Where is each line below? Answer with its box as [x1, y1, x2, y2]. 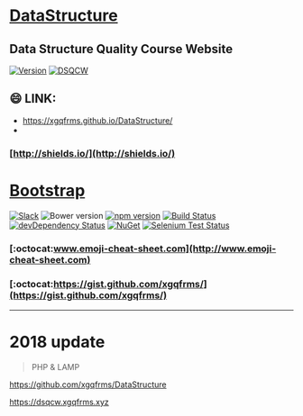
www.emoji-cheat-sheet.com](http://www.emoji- [52, 242, 277, 255]
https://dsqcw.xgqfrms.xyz [9, 396, 110, 407]
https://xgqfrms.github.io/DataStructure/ [22, 114, 173, 126]
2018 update [9, 332, 106, 352]
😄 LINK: [9, 91, 57, 106]
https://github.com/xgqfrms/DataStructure [9, 379, 167, 390]
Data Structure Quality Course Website [9, 41, 233, 57]
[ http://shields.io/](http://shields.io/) [9, 147, 176, 159]
